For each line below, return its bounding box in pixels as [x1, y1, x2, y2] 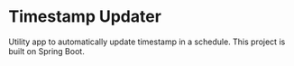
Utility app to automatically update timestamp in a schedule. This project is [8, 36, 286, 47]
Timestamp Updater [8, 6, 161, 27]
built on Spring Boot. [8, 45, 85, 56]
